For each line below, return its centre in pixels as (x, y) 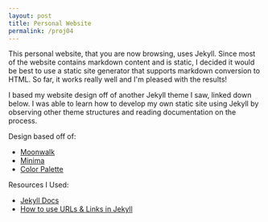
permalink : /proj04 (41, 31)
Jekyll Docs (39, 201)
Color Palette (41, 170)
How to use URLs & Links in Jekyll (76, 209)
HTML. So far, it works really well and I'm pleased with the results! (118, 80)
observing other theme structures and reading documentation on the (122, 112)
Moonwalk (37, 152)
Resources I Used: (39, 185)
